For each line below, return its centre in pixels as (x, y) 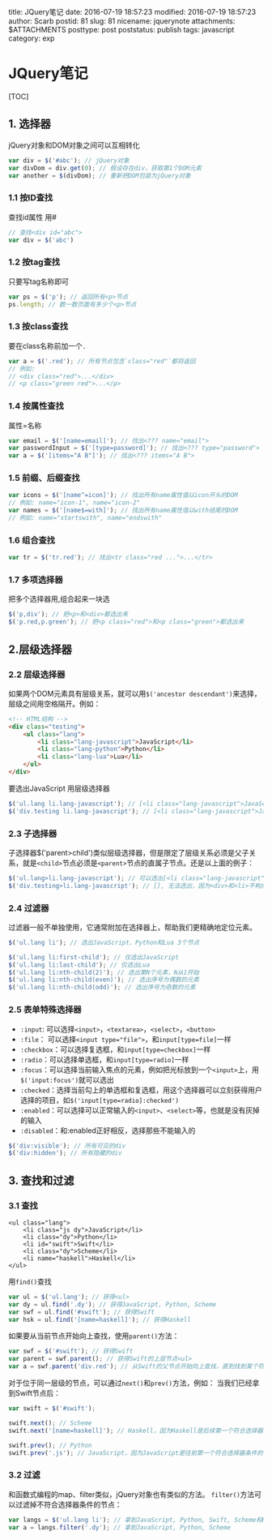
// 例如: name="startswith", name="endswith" (85, 518)
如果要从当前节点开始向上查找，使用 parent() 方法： (94, 1336)
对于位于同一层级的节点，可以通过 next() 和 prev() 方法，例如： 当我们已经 (130, 1383)
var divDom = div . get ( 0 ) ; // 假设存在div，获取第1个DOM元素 (105, 168)
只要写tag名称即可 (39, 281)
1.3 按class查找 (38, 327)
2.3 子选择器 (33, 834)
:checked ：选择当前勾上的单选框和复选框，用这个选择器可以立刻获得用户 (141, 1090)
